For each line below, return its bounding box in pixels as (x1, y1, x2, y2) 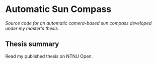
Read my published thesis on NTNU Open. (5, 53, 93, 59)
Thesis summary (5, 40, 59, 48)
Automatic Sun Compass (5, 3, 112, 15)
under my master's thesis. (5, 25, 59, 31)
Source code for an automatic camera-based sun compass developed (5, 20, 152, 26)
